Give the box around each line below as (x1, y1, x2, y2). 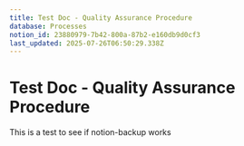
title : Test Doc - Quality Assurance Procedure (9, 13, 193, 23)
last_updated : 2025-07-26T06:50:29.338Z (9, 38, 165, 48)
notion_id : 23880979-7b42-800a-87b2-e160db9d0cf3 (9, 30, 201, 39)
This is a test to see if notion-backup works (9, 127, 171, 138)
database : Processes (9, 22, 88, 31)
